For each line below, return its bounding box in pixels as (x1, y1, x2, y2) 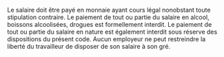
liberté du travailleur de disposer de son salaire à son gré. (7, 43, 171, 50)
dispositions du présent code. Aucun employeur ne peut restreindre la (7, 35, 206, 43)
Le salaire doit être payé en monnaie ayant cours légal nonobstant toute (7, 6, 211, 14)
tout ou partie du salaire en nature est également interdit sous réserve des (7, 27, 218, 36)
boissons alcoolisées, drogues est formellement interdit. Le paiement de (7, 21, 212, 28)
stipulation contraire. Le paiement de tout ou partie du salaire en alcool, (7, 13, 210, 21)
